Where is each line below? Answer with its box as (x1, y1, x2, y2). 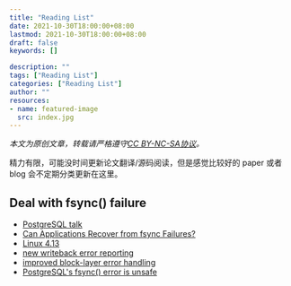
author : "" (9, 87, 50, 97)
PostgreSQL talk (22, 219, 83, 230)
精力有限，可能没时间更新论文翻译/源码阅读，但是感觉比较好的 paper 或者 (9, 158, 283, 169)
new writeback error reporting (22, 247, 135, 258)
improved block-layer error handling (22, 257, 156, 268)
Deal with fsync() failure (9, 195, 146, 211)
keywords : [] (9, 47, 58, 56)
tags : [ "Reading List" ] (9, 71, 99, 81)
